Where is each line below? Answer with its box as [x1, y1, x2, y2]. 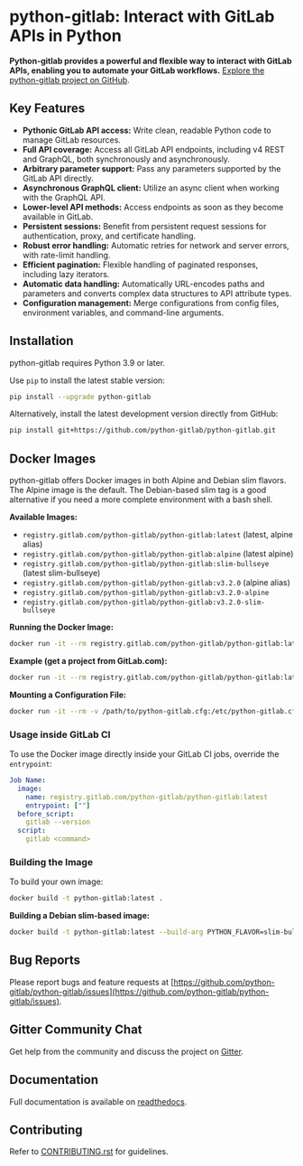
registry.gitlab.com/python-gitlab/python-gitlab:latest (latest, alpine [22, 529, 293, 540]
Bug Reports [9, 953, 81, 968]
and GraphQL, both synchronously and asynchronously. [22, 154, 230, 164]
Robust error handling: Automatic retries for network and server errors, [22, 239, 290, 250]
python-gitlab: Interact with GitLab [9, 6, 275, 27]
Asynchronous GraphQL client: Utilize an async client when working [22, 182, 280, 193]
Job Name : [9, 776, 47, 785]
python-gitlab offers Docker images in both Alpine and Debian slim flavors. [9, 475, 287, 486]
